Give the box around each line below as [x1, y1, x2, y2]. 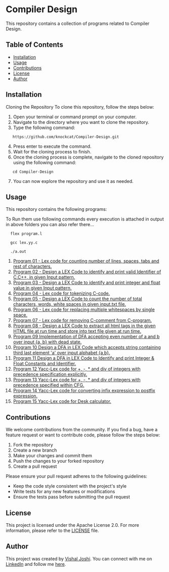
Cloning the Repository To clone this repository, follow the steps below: [6, 104, 154, 110]
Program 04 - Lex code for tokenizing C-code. [13, 291, 110, 297]
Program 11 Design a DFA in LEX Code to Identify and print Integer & [13, 355, 155, 361]
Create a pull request [13, 463, 57, 469]
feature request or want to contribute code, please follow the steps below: [6, 432, 160, 438]
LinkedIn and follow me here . [6, 561, 66, 567]
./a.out [10, 249, 27, 255]
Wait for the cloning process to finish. [13, 148, 92, 154]
